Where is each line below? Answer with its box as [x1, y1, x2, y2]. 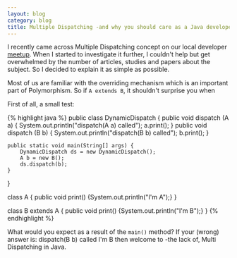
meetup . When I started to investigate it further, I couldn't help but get [7, 50, 210, 59]
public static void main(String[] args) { [7, 142, 134, 149]
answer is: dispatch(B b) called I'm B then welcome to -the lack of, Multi [7, 235, 217, 244]
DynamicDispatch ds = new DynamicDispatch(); [20, 149, 157, 156]
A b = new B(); [20, 154, 65, 162]
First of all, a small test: [7, 100, 75, 109]
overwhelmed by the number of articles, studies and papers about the [7, 58, 210, 66]
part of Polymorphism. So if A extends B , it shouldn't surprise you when [7, 86, 215, 95]
